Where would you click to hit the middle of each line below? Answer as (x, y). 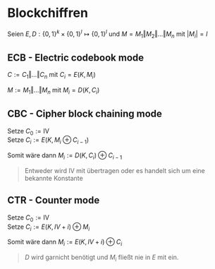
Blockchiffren (48, 13)
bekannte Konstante (54, 178)
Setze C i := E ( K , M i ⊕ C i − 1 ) (48, 141)
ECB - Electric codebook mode (76, 58)
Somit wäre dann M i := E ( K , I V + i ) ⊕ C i (65, 243)
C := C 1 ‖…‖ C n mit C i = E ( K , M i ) (52, 76)
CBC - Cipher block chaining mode (85, 114)
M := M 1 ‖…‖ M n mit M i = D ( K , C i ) (54, 91)
